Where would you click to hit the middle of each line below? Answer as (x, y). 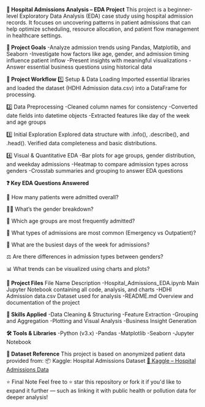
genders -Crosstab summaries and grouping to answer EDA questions (95, 171)
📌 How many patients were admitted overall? (63, 197)
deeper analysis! (27, 397)
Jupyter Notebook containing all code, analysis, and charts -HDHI (89, 289)
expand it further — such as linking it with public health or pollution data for (101, 390)
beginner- (180, 10)
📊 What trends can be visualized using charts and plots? (78, 269)
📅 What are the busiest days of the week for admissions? (78, 245)
